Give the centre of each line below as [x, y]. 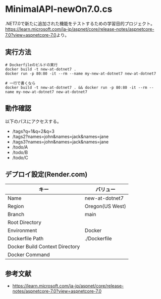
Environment [22, 230]
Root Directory [25, 223]
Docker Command [29, 255]
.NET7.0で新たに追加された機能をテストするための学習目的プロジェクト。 [80, 23]
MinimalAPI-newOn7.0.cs [59, 9]
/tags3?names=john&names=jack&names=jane [60, 142]
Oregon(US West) [106, 206]
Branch [16, 215]
